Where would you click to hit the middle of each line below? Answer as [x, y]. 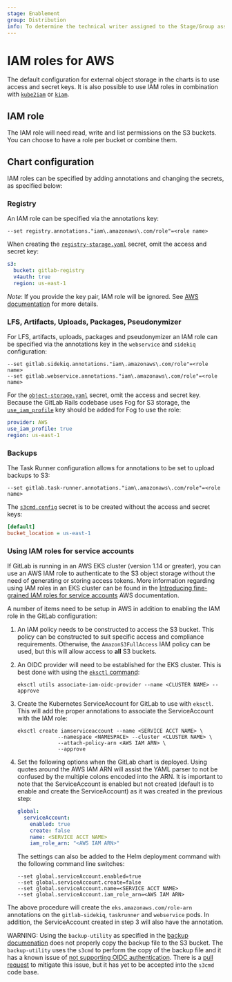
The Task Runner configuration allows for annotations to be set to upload [111, 468]
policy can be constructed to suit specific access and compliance [110, 637]
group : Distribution [37, 20]
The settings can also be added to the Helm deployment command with [119, 856]
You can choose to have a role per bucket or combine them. [92, 140]
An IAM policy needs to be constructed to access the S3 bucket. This [116, 629]
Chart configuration [51, 162]
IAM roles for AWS [61, 60]
